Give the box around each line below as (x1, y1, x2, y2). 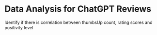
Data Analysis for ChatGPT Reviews (4, 3, 151, 15)
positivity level (4, 24, 33, 30)
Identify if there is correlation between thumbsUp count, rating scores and (4, 19, 153, 25)
